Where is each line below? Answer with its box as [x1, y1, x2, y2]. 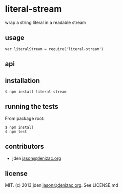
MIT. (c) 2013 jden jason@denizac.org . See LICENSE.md [5, 182, 118, 188]
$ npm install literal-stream [5, 89, 67, 94]
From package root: [5, 116, 45, 121]
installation [5, 77, 40, 85]
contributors [5, 142, 44, 151]
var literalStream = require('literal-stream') [5, 46, 104, 52]
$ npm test [5, 129, 27, 134]
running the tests [5, 102, 59, 111]
